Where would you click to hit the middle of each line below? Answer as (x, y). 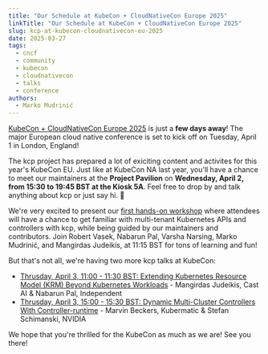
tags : (17, 46)
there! (18, 344)
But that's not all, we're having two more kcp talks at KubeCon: (112, 261)
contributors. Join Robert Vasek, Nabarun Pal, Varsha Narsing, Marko (123, 237)
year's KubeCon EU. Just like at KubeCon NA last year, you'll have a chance (133, 170)
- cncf (26, 53)
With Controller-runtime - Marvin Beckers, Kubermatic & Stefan (124, 311)
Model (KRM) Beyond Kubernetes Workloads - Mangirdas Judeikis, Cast (139, 285)
